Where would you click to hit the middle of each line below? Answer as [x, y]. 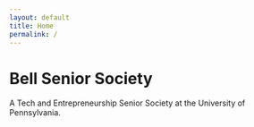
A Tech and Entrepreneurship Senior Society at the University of [127, 103]
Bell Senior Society [81, 78]
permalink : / [34, 34]
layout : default [39, 17]
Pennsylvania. [35, 113]
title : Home [31, 26]
